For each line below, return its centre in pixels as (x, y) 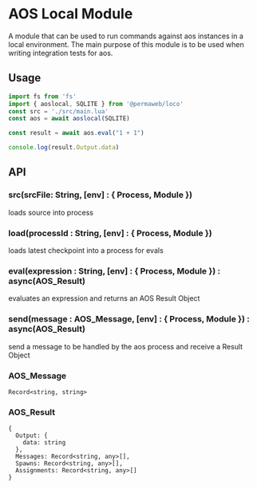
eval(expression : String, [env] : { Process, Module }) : (115, 270)
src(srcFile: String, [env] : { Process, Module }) (101, 195)
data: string (44, 443)
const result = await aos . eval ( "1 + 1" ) (77, 133)
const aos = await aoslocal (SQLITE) (69, 119)
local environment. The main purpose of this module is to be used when (127, 44)
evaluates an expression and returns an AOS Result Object (104, 298)
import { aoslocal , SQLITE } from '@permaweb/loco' (96, 104)
